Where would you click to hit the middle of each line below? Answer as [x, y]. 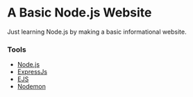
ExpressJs [32, 72]
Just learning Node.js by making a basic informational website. [97, 32]
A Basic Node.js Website [79, 13]
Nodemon [32, 87]
